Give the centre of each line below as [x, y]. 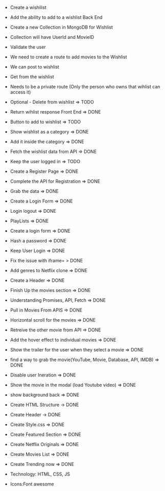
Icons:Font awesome [32, 484]
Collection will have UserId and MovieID [52, 37]
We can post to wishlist [35, 67]
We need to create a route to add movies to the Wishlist [68, 57]
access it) [20, 92]
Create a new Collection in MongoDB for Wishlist [62, 27]
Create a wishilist [28, 7]
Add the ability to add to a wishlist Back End [56, 17]
